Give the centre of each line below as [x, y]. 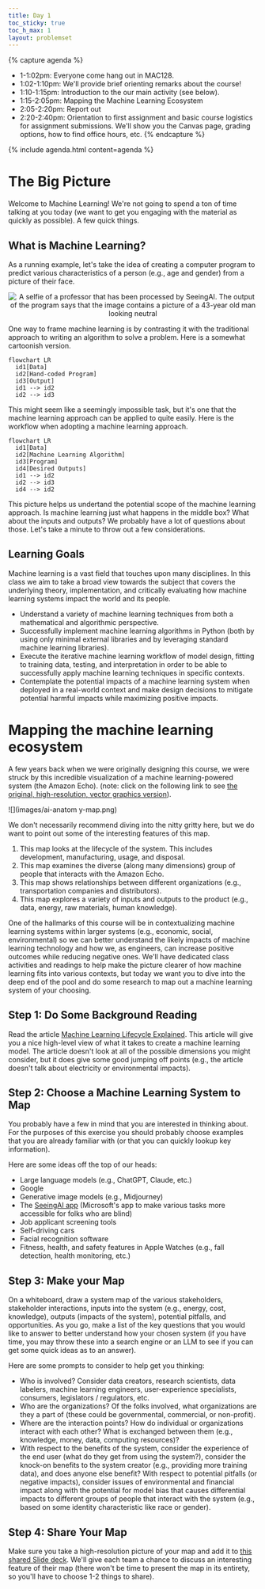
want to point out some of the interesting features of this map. [109, 833]
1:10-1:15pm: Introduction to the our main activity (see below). [119, 93]
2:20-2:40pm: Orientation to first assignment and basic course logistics [136, 118]
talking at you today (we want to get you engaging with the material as [123, 212]
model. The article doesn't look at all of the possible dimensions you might [129, 1051]
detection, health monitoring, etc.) [75, 1256]
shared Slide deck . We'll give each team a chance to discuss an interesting [130, 1560]
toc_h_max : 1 [30, 30]
